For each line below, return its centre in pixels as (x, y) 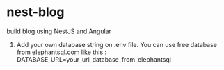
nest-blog (35, 12)
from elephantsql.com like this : (62, 52)
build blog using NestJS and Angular (59, 31)
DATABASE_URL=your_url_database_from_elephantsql (94, 59)
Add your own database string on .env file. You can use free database (117, 44)
